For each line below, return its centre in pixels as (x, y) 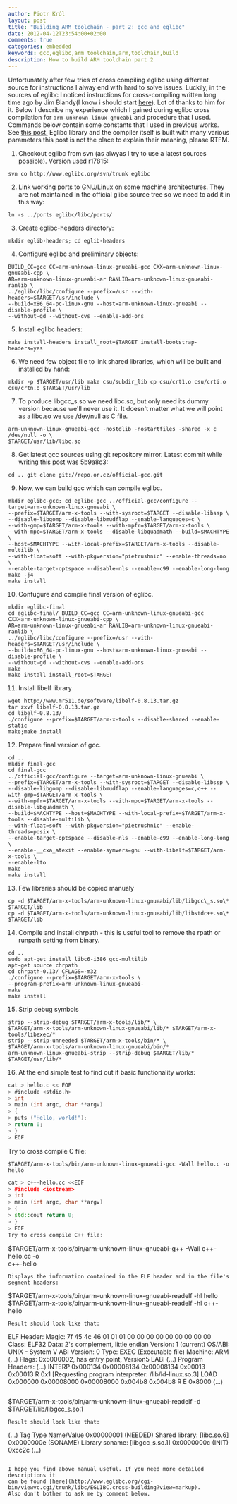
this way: (31, 202)
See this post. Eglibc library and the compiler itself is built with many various (119, 132)
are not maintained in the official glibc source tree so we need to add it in (124, 194)
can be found (27, 1481)
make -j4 (21, 575)
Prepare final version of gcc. (60, 745)
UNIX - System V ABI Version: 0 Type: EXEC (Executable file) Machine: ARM (119, 1352)
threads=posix (29, 832)
